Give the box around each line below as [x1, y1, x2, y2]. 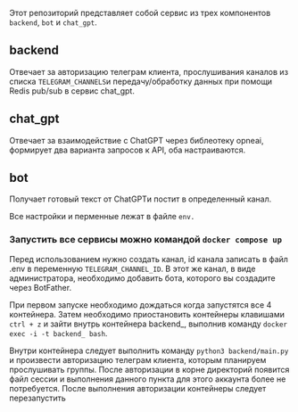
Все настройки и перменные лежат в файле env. [9, 211, 195, 222]
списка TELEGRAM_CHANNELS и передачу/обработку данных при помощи [9, 76, 273, 87]
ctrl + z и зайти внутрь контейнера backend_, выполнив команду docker [9, 318, 288, 329]
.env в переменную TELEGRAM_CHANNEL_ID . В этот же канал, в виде [9, 263, 256, 274]
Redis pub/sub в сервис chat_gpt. [9, 85, 136, 96]
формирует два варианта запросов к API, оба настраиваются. [9, 144, 246, 155]
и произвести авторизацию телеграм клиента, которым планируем [9, 354, 267, 365]
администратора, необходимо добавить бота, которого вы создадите [9, 272, 276, 284]
